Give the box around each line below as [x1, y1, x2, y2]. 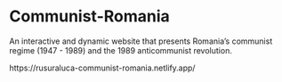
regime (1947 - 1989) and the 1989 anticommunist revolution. [9, 45, 233, 55]
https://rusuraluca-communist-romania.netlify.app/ [9, 62, 196, 73]
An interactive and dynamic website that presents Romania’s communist [9, 36, 273, 46]
